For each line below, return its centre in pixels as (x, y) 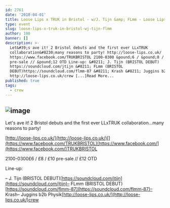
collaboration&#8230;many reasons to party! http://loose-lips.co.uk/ (86, 52)
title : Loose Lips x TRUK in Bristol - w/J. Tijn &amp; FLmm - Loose (80, 19)
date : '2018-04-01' (26, 15)
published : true (22, 81)
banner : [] (17, 39)
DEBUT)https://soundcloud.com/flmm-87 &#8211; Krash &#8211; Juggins (84, 72)
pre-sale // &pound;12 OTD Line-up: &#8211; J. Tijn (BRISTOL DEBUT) (84, 62)
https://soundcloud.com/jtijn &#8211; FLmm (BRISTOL (67, 66)
